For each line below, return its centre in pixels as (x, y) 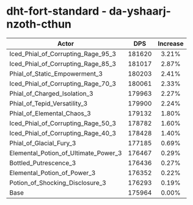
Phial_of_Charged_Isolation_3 (51, 93)
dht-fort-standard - (56, 11)
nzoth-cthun (39, 24)
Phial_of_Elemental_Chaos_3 (50, 113)
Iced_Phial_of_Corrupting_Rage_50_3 (63, 123)
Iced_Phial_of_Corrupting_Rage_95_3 (63, 54)
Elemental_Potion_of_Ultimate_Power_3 (66, 153)
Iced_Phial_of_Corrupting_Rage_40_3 (63, 133)
